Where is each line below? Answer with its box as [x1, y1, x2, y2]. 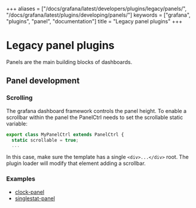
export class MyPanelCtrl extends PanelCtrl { [6, 131, 124, 137]
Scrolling [6, 94, 33, 102]
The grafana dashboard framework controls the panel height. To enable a [6, 107, 187, 114]
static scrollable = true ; [11, 137, 79, 143]
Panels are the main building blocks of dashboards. [6, 58, 133, 65]
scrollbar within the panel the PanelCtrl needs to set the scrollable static [6, 114, 183, 121]
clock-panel [14, 188, 45, 195]
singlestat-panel [14, 194, 56, 202]
